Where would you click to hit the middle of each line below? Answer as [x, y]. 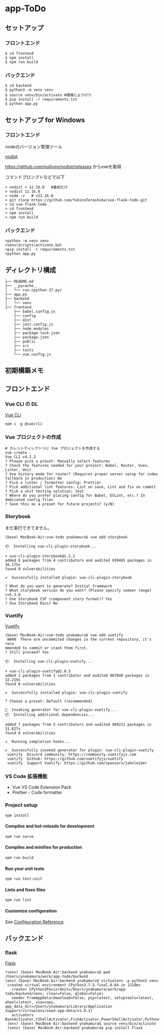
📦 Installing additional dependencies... [50, 715]
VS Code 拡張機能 [26, 776]
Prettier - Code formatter [37, 793]
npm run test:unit [24, 879]
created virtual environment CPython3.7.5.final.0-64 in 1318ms [74, 985]
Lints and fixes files [25, 890]
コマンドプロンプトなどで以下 [35, 177]
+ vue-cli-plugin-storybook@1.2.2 [40, 556]
